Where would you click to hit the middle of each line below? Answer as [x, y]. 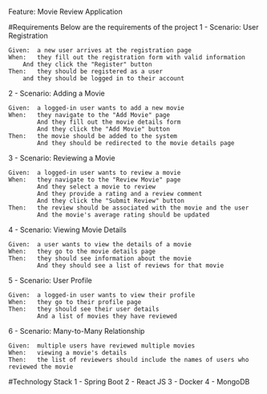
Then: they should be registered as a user [85, 71]
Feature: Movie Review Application [65, 12]
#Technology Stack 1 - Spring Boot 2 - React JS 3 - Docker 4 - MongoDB [129, 382]
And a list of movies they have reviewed [107, 316]
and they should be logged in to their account [103, 79]
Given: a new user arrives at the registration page [100, 51]
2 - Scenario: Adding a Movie [57, 93]
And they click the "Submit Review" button [111, 201]
